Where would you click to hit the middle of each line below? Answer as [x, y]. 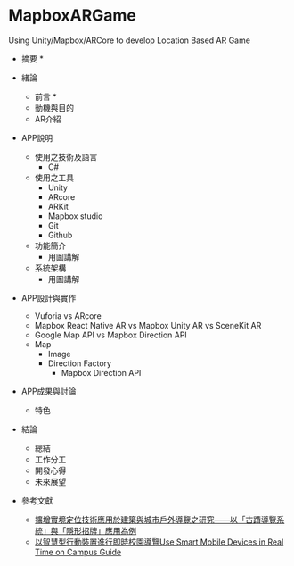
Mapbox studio [75, 216]
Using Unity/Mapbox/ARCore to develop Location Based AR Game [130, 40]
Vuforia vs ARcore [68, 316]
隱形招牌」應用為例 [101, 530]
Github [60, 235]
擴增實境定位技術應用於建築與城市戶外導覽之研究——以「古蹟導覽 [155, 520]
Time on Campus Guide [78, 552]
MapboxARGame [73, 16]
